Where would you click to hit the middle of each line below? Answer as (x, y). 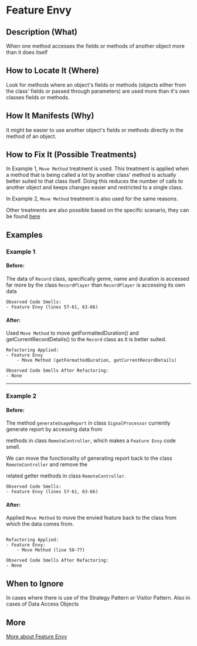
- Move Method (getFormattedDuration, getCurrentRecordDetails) (97, 361)
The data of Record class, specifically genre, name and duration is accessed (98, 278)
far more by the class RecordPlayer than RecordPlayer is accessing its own (96, 285)
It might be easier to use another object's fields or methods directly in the (95, 130)
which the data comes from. (40, 524)
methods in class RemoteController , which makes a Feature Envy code (91, 440)
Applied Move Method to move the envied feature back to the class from (91, 518)
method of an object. (31, 136)
